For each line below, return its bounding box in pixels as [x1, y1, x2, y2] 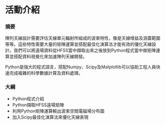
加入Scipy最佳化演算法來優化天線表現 [12, 114, 89, 120]
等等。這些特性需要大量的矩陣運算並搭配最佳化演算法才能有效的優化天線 [5, 41, 152, 47]
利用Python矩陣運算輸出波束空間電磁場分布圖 [12, 108, 105, 114]
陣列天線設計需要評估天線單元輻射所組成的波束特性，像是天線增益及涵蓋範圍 [5, 35, 161, 41]
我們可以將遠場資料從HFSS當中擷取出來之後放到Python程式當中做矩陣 [13, 48, 156, 53]
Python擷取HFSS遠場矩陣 [12, 101, 64, 108]
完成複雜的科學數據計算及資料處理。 [9, 70, 83, 76]
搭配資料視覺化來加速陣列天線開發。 [13, 53, 87, 59]
